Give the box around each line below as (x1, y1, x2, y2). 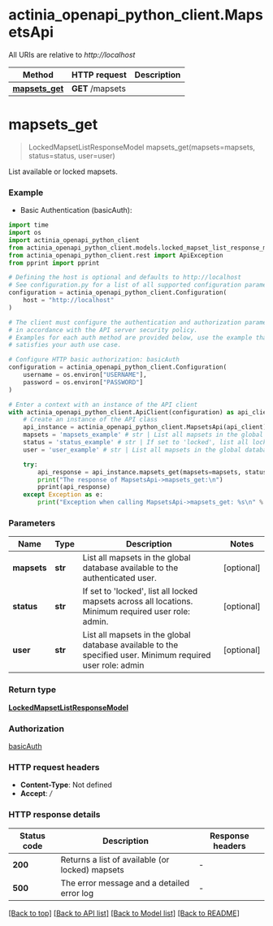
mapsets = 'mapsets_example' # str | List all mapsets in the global (23, 431, 264, 439)
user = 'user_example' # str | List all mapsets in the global (23, 445, 242, 454)
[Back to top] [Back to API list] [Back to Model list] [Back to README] (8, 908, 240, 918)
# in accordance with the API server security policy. (8, 326, 198, 334)
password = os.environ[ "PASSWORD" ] (23, 378, 144, 387)
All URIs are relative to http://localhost (8, 50, 136, 59)
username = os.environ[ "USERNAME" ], (23, 371, 148, 379)
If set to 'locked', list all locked (82, 586, 198, 597)
